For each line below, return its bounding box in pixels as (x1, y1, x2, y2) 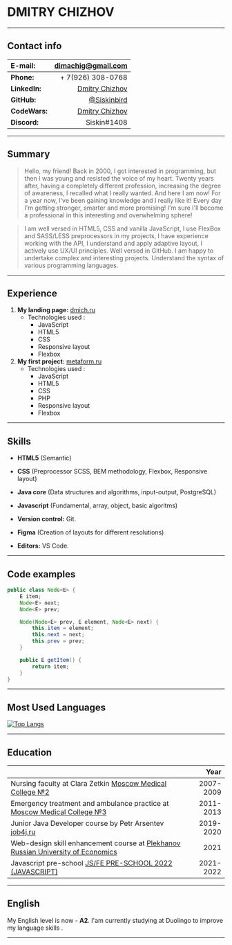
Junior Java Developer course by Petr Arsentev (10, 818, 164, 828)
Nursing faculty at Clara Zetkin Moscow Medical (10, 779, 167, 788)
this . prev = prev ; (32, 638, 85, 645)
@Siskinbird (88, 95, 128, 105)
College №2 (10, 787, 50, 797)
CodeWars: (10, 106, 48, 116)
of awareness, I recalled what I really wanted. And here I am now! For (23, 188, 221, 197)
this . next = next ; (32, 631, 85, 638)
